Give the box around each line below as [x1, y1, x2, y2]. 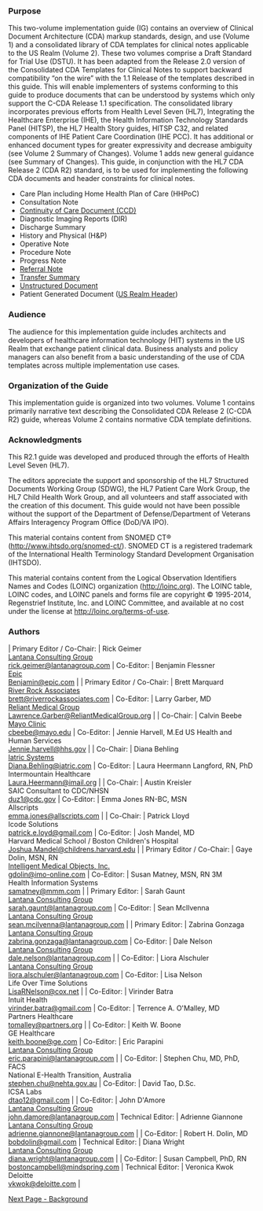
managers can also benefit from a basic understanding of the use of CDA [8, 352, 245, 361]
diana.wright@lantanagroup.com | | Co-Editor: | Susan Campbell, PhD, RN [8, 1154, 247, 1164]
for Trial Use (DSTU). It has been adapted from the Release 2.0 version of [8, 57, 246, 66]
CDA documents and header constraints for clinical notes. [8, 174, 195, 183]
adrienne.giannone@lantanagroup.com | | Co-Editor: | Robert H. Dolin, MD [8, 1129, 249, 1139]
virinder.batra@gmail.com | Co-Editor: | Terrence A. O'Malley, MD [8, 1003, 220, 1013]
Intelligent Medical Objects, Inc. [8, 862, 111, 871]
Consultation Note [19, 198, 79, 207]
